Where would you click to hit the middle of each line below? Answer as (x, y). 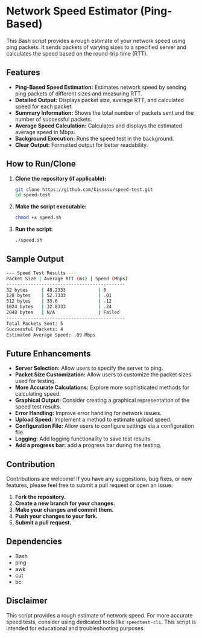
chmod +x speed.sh (38, 218)
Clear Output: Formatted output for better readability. (81, 145)
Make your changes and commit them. (64, 510)
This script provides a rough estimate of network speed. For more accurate (99, 615)
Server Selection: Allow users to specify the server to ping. (89, 368)
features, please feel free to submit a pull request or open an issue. (90, 485)
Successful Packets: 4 (35, 329)
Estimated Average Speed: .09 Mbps (51, 335)
